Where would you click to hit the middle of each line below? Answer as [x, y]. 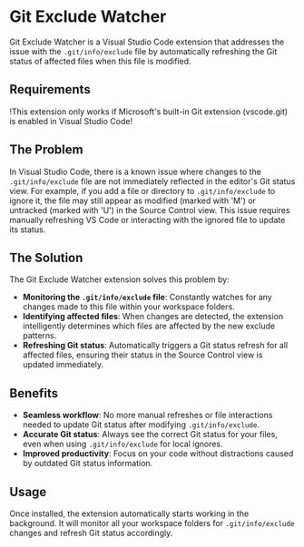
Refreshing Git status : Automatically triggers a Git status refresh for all [155, 346]
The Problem [46, 150]
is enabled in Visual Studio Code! [71, 121]
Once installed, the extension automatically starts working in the [129, 513]
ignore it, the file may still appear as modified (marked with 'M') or [133, 200]
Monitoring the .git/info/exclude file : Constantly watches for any [147, 298]
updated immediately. [63, 365]
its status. [28, 230]
